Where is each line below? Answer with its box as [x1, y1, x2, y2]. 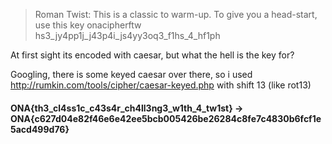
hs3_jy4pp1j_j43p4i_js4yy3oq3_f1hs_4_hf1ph [34, 30, 221, 41]
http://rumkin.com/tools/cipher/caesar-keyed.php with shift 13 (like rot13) [10, 79, 312, 91]
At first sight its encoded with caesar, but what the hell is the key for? [10, 49, 295, 61]
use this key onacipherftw [34, 19, 142, 31]
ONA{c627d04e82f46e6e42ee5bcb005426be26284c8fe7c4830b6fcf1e [10, 112, 322, 124]
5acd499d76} [10, 123, 70, 135]
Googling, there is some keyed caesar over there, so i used [10, 69, 253, 80]
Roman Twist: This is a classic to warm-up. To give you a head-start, [34, 9, 318, 20]
